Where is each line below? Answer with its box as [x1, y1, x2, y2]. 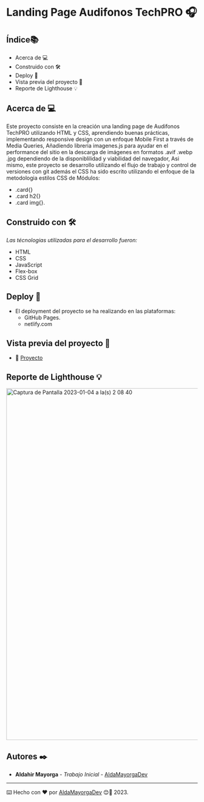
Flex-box [15, 267, 38, 274]
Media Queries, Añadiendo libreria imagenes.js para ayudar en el [6, 141, 169, 149]
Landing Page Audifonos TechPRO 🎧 [6, 5, 197, 19]
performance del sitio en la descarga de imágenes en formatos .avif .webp [6, 148, 193, 155]
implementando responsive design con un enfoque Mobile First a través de [6, 135, 194, 143]
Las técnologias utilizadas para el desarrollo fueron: [6, 236, 138, 243]
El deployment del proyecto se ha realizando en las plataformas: [15, 308, 176, 315]
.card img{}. [15, 199, 46, 206]
